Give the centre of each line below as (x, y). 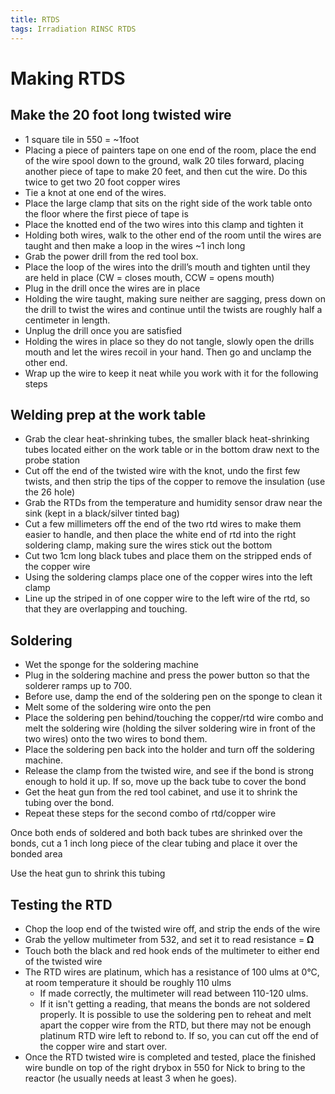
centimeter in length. (67, 320)
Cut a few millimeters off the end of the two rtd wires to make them (163, 524)
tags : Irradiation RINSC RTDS (73, 29)
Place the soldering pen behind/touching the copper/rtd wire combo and (174, 718)
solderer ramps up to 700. (78, 686)
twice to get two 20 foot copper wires (102, 182)
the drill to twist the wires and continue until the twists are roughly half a (173, 309)
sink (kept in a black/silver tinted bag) (102, 513)
